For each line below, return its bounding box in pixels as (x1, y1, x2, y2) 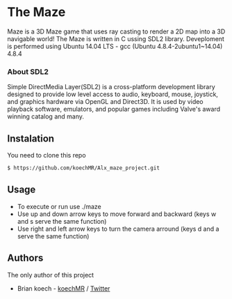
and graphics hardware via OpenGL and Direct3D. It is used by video (7, 98, 204, 106)
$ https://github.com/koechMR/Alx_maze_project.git (7, 164, 160, 171)
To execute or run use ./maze (17, 202, 102, 210)
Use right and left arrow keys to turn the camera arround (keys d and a (17, 224, 219, 233)
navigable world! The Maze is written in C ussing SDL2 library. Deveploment (7, 34, 224, 43)
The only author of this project (7, 270, 94, 279)
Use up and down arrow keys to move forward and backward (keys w (17, 210, 217, 218)
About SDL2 (7, 67, 49, 77)
